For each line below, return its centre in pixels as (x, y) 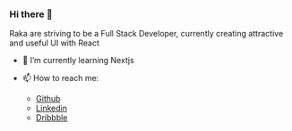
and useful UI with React (55, 43)
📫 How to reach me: (60, 78)
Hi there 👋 (31, 14)
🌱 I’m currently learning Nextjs (78, 61)
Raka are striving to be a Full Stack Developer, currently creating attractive (146, 34)
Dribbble (52, 118)
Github (48, 99)
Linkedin (51, 108)
